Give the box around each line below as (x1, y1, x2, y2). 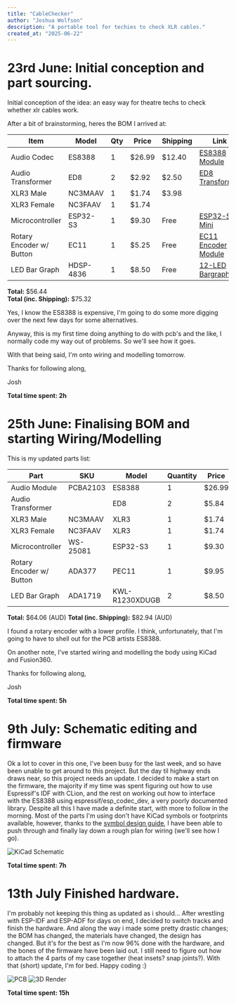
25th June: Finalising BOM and (7, 416, 190, 432)
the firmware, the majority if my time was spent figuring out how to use (7, 782, 213, 790)
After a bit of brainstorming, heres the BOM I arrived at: (7, 120, 167, 128)
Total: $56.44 (7, 288, 48, 296)
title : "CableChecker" (7, 10, 74, 18)
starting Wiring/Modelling (7, 431, 162, 447)
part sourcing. (7, 75, 93, 91)
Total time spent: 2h (7, 392, 67, 400)
